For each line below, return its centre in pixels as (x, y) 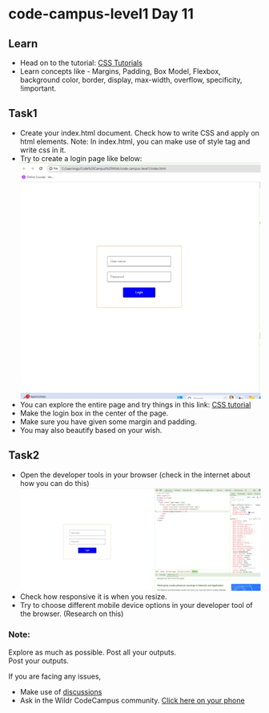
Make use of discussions (61, 691)
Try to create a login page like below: (81, 158)
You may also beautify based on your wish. (91, 431)
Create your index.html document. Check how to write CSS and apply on (140, 132)
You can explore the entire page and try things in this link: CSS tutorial (135, 405)
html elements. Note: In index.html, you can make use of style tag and (135, 141)
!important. (38, 88)
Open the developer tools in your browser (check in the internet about (135, 475)
